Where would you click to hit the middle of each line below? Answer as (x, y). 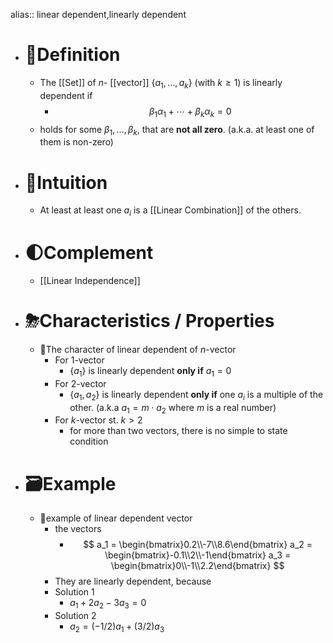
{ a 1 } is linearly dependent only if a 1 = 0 (150, 371)
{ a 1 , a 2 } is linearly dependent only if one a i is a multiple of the (196, 395)
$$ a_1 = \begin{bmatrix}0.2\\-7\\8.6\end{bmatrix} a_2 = (198, 545)
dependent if (66, 95)
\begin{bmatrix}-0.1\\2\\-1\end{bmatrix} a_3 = (198, 555)
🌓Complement (89, 253)
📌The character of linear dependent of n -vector (138, 349)
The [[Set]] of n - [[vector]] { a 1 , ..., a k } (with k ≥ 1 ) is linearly (161, 83)
